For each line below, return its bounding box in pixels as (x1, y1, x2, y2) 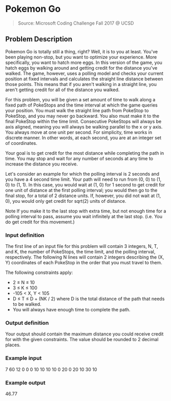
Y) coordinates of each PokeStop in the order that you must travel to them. (5, 260, 162, 266)
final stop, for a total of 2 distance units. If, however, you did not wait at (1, (5, 193, 161, 199)
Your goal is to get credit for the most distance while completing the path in (5, 150, 164, 156)
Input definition (5, 231, 45, 239)
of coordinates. (5, 140, 37, 146)
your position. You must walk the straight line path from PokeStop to (5, 107, 149, 113)
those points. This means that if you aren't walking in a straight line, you (5, 81, 157, 87)
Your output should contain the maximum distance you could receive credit (5, 331, 164, 337)
